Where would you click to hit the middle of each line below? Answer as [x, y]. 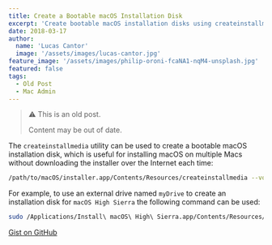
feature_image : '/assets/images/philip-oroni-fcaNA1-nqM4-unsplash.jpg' [134, 62]
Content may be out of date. [75, 130]
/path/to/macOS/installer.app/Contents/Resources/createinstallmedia [128, 178]
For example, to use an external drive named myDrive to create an [117, 193]
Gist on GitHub [33, 233]
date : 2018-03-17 [38, 31]
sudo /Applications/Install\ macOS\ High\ [81, 217]
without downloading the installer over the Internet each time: [111, 163]
